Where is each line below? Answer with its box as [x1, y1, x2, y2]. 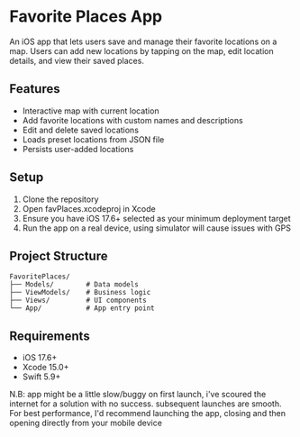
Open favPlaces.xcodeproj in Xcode [22, 203, 156, 214]
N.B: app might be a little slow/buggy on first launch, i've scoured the [9, 389, 267, 400]
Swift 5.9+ [22, 371, 61, 382]
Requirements [9, 328, 90, 343]
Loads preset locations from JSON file [22, 133, 165, 145]
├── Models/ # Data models [9, 280, 140, 289]
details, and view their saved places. [9, 55, 144, 66]
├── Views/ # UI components [9, 296, 147, 305]
